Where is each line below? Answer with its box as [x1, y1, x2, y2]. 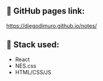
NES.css [15, 62, 36, 70]
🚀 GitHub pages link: [6, 6, 85, 16]
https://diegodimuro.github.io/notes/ [6, 22, 97, 29]
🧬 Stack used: [6, 40, 59, 50]
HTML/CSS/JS [15, 68, 51, 76]
